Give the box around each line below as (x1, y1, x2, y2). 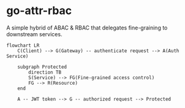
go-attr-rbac (6, 4, 72, 18)
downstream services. (6, 30, 62, 37)
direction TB (28, 69, 62, 75)
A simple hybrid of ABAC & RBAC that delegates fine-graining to (6, 24, 168, 31)
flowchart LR (6, 42, 40, 48)
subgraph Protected (17, 64, 67, 70)
